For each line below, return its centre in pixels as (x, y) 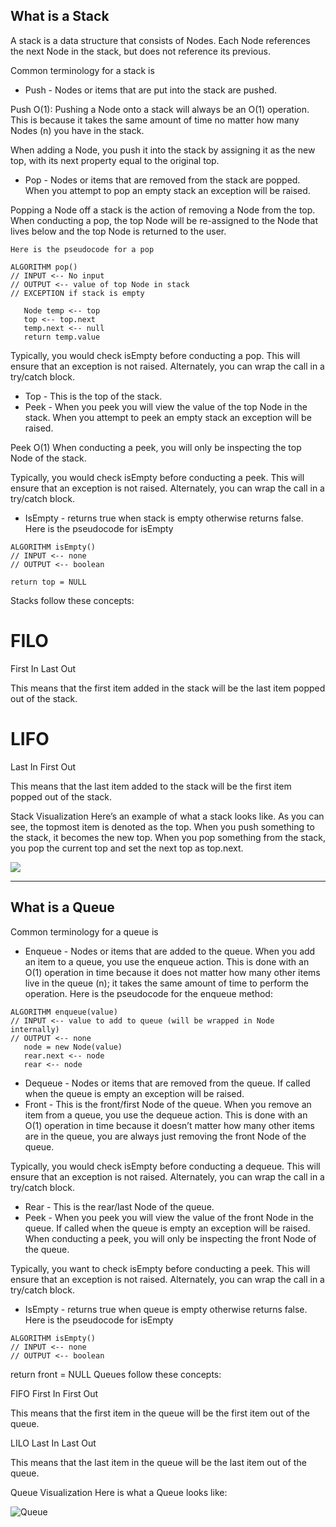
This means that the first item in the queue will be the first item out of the (160, 1413)
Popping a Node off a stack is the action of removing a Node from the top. (163, 210)
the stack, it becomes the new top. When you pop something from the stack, (168, 837)
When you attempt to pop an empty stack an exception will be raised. (167, 190)
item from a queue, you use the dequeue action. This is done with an (166, 1115)
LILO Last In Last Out (53, 1443)
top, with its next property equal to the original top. (115, 160)
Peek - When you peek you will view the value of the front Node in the (169, 1217)
